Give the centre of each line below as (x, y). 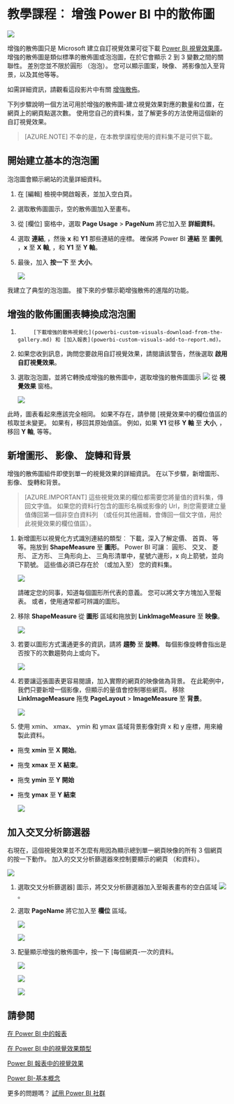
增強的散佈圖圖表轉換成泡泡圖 (72, 315)
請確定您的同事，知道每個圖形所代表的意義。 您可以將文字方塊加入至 (116, 593)
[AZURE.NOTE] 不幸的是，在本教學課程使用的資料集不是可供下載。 (120, 137)
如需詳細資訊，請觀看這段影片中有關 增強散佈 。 (75, 89)
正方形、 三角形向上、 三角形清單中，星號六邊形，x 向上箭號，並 (124, 556)
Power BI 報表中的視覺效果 (45, 1063)
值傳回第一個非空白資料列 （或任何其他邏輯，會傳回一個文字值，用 (120, 515)
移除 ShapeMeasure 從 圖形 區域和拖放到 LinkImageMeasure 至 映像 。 (120, 616)
